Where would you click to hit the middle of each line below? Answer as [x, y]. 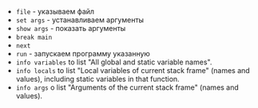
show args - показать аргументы [71, 28]
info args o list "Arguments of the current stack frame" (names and [127, 87]
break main [34, 37]
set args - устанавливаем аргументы [80, 20]
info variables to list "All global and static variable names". [114, 62]
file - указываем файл [55, 12]
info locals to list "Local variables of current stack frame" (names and [133, 70]
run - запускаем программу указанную [83, 54]
